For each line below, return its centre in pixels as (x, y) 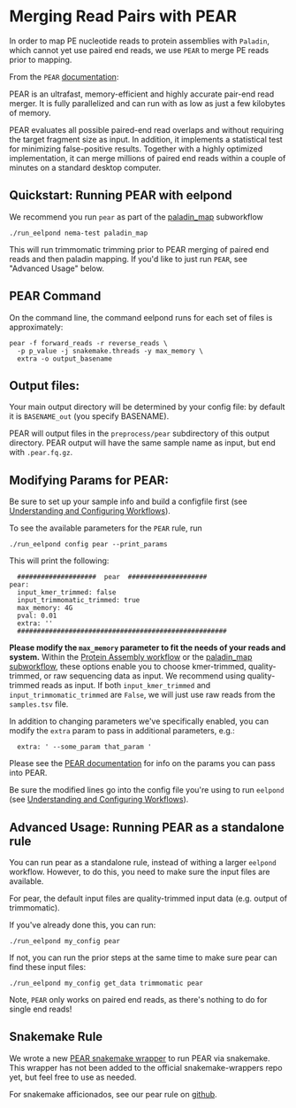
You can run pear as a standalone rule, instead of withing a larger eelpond (143, 862)
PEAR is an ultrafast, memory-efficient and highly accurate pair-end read (142, 94)
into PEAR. (28, 773)
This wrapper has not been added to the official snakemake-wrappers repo (146, 1067)
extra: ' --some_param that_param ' (84, 747)
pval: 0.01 (37, 616)
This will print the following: (59, 561)
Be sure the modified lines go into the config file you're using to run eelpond (147, 790)
